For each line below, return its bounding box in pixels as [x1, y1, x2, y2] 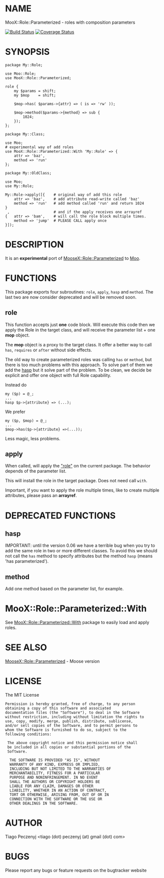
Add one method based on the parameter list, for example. [5, 586, 124, 592]
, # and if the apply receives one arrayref [7, 209, 142, 214]
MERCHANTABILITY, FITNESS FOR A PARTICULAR [9, 771, 100, 776]
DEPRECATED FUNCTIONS [5, 510, 116, 521]
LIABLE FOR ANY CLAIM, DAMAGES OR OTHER [9, 784, 94, 789]
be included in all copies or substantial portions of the [7, 745, 131, 750]
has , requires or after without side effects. [5, 347, 92, 353]
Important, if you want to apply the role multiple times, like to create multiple [5, 487, 160, 493]
